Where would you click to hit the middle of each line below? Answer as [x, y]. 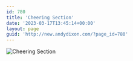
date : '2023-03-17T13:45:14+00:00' [51, 23]
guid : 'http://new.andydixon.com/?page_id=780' [67, 34]
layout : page [23, 29]
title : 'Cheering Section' [40, 18]
